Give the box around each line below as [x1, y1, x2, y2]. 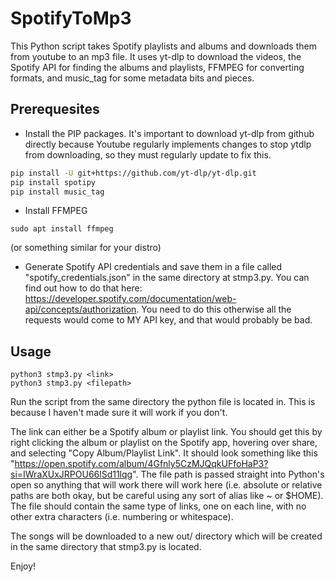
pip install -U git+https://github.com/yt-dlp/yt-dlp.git [10, 168, 257, 178]
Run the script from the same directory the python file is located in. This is [10, 396, 316, 408]
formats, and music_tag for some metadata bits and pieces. [10, 72, 255, 84]
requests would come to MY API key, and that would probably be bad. [24, 314, 313, 326]
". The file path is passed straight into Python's [132, 468, 325, 481]
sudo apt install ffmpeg [10, 224, 114, 234]
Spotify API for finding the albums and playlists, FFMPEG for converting [10, 61, 305, 73]
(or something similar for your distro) [10, 242, 162, 254]
